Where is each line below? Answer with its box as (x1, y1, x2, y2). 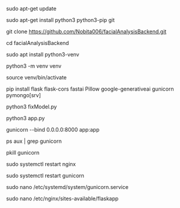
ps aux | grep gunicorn (6, 137, 62, 145)
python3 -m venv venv (6, 62, 62, 69)
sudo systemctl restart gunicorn (6, 172, 84, 179)
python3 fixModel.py (6, 103, 58, 110)
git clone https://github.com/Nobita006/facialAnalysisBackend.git (6, 28, 167, 35)
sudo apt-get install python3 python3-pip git (6, 17, 115, 23)
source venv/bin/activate (6, 74, 67, 81)
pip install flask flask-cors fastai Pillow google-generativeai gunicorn (6, 85, 174, 92)
